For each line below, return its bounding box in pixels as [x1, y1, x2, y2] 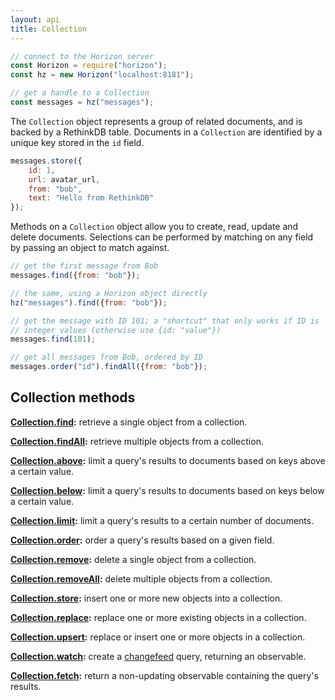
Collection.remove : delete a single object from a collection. [10, 553, 257, 565]
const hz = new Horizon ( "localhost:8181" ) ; [10, 70, 195, 80]
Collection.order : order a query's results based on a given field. [10, 534, 275, 546]
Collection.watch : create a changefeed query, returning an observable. [10, 650, 307, 662]
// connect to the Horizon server [10, 51, 155, 61]
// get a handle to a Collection [10, 88, 150, 98]
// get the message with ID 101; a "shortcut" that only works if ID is [10, 316, 320, 326]
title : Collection [10, 24, 87, 34]
